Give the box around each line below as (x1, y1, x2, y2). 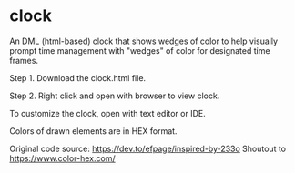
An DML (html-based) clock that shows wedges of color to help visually (9, 36, 279, 46)
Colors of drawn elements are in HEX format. (9, 125, 178, 137)
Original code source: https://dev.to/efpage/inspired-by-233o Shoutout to (9, 143, 287, 154)
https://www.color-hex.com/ (9, 152, 116, 164)
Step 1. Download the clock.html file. (9, 72, 147, 83)
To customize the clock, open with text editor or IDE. (9, 107, 207, 118)
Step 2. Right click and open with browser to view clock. (9, 90, 220, 101)
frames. (9, 55, 39, 66)
